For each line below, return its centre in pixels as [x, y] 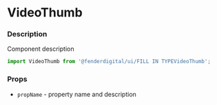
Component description [41, 49]
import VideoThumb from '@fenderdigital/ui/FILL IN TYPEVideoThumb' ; [109, 62]
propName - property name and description [76, 94]
